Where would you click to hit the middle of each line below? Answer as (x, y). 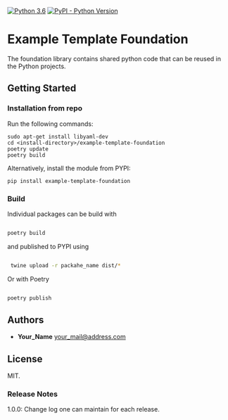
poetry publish (30, 298)
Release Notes (33, 394)
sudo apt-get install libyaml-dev (58, 136)
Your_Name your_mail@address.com (71, 337)
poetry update (28, 149)
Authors (26, 320)
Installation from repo (45, 108)
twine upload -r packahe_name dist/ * (65, 265)
